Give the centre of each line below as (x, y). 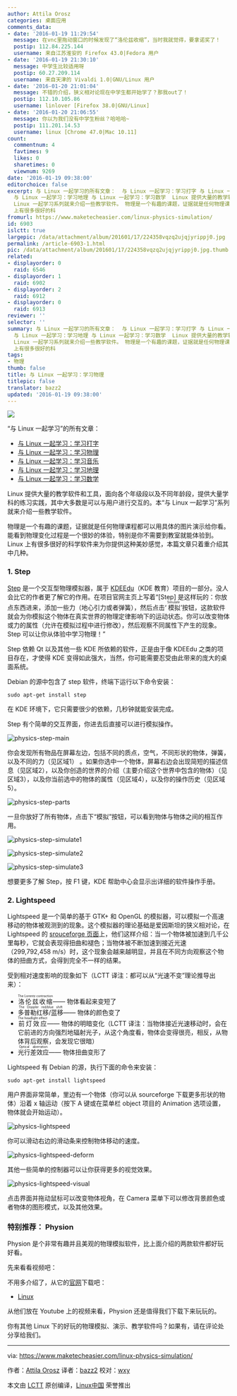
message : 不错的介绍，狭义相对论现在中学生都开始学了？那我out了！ (101, 92)
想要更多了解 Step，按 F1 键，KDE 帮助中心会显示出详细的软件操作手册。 (113, 881)
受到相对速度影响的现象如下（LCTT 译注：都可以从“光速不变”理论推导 (109, 975)
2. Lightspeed (31, 900)
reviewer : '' (26, 316)
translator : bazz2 (34, 388)
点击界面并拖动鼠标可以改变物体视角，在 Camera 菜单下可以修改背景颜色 (113, 1198)
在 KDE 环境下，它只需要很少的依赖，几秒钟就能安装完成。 (92, 709)
